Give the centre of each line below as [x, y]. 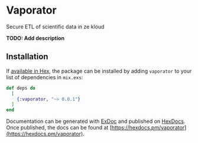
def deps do [21, 88]
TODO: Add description [35, 38]
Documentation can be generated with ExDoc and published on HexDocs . [96, 121]
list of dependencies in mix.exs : [45, 77]
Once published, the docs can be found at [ [59, 128]
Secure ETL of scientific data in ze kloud [55, 27]
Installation [27, 57]
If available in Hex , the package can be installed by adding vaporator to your [99, 71]
